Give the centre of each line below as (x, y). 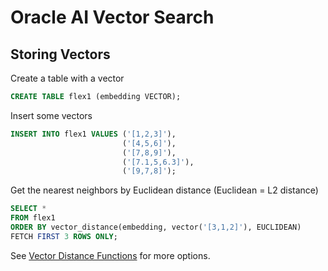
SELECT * (28, 209)
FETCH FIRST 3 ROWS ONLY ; (64, 236)
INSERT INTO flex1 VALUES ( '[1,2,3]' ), (93, 134)
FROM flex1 (33, 218)
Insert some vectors (51, 115)
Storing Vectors (60, 54)
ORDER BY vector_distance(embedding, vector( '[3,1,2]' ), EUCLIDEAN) (156, 227)
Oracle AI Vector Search (112, 17)
